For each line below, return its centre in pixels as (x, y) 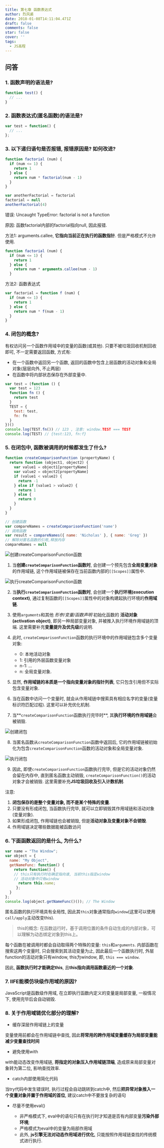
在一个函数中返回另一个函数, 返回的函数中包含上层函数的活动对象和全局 (84, 362)
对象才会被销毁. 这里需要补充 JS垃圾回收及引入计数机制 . (68, 781)
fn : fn (21, 416)
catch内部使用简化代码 (35, 1079)
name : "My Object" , (29, 861)
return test (26, 398)
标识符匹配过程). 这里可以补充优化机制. (51, 705)
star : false (17, 32)
